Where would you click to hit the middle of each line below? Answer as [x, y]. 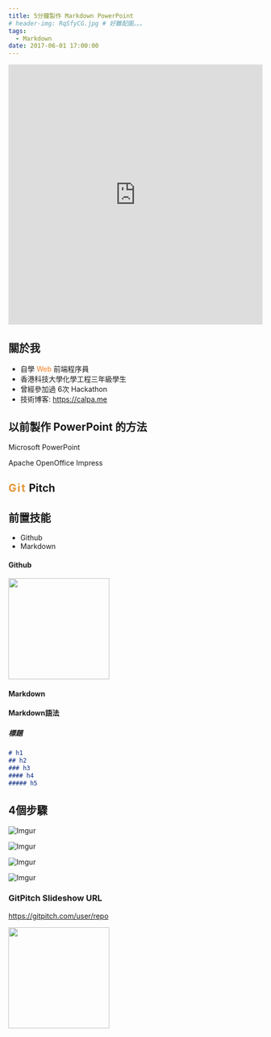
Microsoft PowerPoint [44, 447]
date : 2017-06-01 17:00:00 [54, 46]
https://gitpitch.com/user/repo [58, 916]
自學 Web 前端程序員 [54, 369]
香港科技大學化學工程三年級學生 [73, 379]
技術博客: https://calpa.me [63, 399]
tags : [17, 31]
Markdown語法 [34, 713]
